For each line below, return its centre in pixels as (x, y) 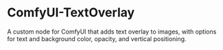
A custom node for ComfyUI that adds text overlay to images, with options (112, 32)
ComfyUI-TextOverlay (71, 13)
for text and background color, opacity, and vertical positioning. (97, 38)
